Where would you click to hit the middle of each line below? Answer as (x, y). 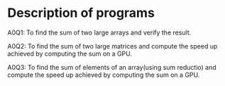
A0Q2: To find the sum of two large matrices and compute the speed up (112, 46)
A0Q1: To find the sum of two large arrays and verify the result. (99, 32)
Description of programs (81, 13)
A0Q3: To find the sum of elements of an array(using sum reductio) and (112, 67)
